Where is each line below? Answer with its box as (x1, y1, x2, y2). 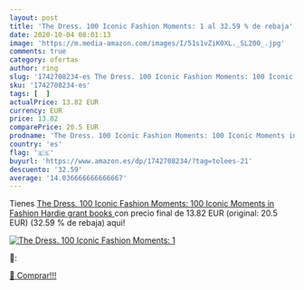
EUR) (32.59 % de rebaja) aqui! (9, 217, 126, 228)
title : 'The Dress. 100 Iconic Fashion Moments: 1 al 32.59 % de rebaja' (9, 22, 294, 31)
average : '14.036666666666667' (9, 173, 128, 182)
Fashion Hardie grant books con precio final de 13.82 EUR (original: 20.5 (9, 208, 278, 218)
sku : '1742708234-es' (9, 81, 91, 90)
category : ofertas (9, 55, 79, 64)
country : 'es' (9, 140, 63, 149)
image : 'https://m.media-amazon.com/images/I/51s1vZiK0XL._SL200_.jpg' (9, 38, 285, 48)
